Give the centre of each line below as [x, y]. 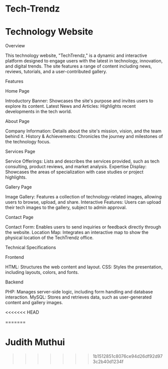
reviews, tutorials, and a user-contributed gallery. [56, 71]
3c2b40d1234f [108, 362]
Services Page [20, 152]
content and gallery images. [34, 303]
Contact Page [19, 217]
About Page [17, 121]
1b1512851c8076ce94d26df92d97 [128, 356]
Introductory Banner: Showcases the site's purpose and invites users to [79, 101]
